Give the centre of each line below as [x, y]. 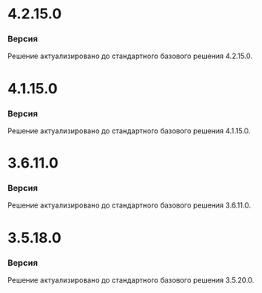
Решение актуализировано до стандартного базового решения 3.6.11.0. [129, 205]
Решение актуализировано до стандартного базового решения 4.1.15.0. [129, 131]
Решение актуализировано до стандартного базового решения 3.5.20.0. [131, 279]
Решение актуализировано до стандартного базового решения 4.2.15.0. [130, 56]
